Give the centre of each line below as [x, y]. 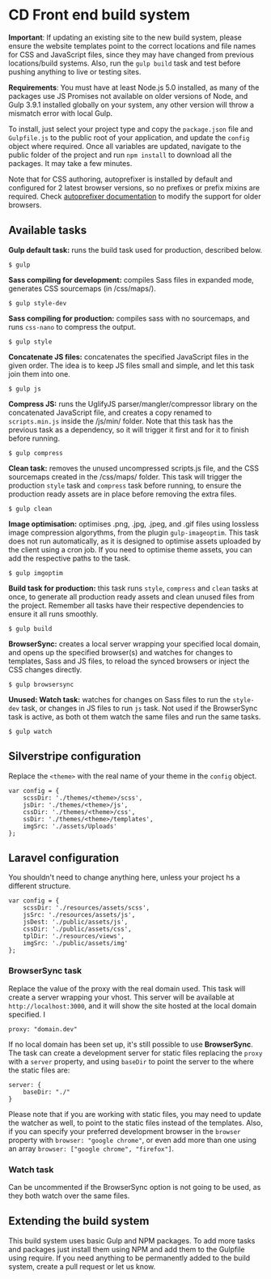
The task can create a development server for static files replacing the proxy [135, 1053]
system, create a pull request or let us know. [82, 1266]
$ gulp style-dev [38, 303]
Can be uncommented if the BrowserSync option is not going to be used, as [135, 1187]
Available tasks [48, 230]
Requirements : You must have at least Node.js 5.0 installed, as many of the [134, 87]
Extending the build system [79, 1221]
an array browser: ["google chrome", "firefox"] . [91, 1149]
